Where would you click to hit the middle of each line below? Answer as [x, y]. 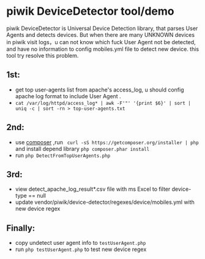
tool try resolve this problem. [43, 55]
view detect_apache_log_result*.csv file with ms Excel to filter [93, 189]
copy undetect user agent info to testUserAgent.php [80, 243]
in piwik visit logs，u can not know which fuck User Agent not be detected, [101, 42]
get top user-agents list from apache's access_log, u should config [100, 90]
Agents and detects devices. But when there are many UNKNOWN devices [100, 34]
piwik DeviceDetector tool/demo [90, 11]
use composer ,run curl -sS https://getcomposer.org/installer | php [107, 142]
